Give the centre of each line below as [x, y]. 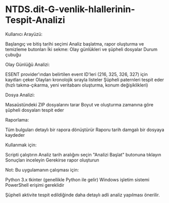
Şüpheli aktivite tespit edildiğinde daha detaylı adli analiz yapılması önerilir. [82, 195]
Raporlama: [17, 119]
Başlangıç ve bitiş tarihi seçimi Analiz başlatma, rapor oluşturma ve [75, 44]
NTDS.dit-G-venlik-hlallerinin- [70, 9]
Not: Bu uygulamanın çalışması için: [42, 170]
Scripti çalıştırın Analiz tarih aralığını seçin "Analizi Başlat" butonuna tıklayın [83, 154]
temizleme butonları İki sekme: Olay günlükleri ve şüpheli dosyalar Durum [81, 49]
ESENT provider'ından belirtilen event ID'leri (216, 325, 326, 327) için [76, 74]
